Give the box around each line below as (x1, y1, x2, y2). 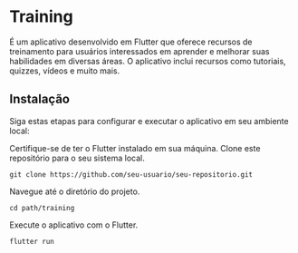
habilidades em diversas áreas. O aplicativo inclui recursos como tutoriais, (9, 55, 287, 66)
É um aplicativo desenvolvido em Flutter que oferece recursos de (9, 36, 253, 47)
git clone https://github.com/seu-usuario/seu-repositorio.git (9, 170, 254, 179)
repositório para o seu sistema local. (9, 152, 145, 163)
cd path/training (9, 203, 75, 212)
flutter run (9, 237, 54, 246)
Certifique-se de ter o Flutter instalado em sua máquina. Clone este (9, 142, 261, 153)
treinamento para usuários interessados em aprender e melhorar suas (9, 45, 270, 56)
